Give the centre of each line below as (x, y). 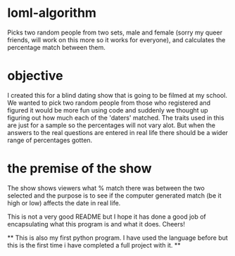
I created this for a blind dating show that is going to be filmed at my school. (117, 95)
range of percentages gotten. (50, 140)
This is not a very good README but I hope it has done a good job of (107, 217)
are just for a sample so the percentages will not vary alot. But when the (112, 125)
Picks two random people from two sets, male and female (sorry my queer (115, 32)
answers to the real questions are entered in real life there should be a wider (118, 132)
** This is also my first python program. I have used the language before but (118, 238)
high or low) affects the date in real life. (64, 203)
